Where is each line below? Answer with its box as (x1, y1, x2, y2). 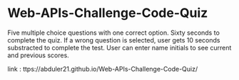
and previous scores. (7, 51, 69, 59)
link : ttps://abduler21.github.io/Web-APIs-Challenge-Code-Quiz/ (7, 64, 198, 73)
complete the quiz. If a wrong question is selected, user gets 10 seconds (7, 35, 220, 44)
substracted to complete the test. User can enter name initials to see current (7, 43, 232, 52)
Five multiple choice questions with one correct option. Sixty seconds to (7, 28, 220, 37)
